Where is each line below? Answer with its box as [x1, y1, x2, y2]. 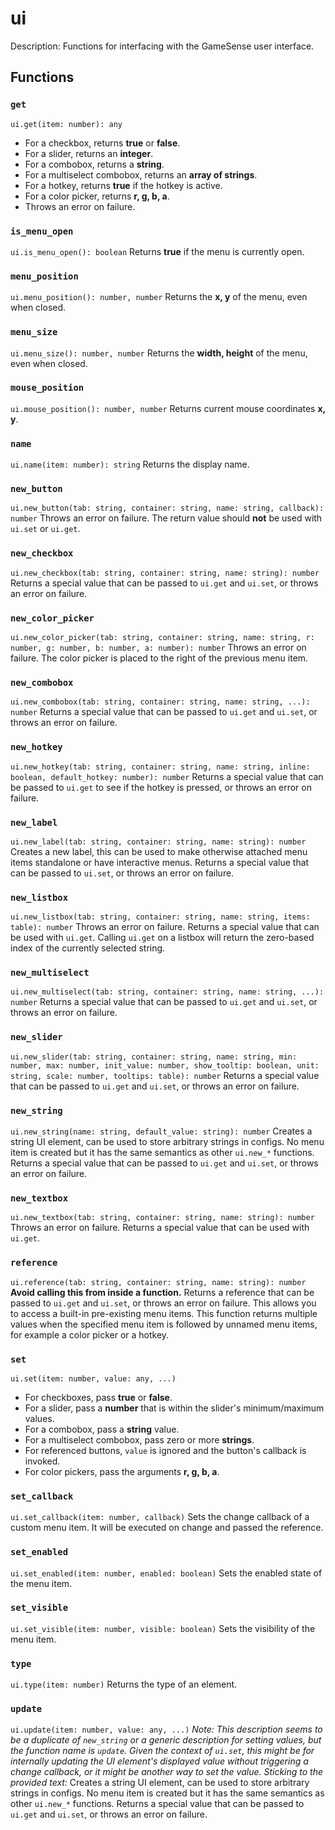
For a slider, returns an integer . [24, 147, 154, 159]
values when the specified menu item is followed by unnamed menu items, [10, 1318, 318, 1330]
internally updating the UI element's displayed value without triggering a [10, 1755, 309, 1767]
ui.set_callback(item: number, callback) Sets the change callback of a [10, 1511, 310, 1523]
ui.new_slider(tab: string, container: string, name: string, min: [10, 1052, 298, 1062]
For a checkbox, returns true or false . [24, 137, 181, 149]
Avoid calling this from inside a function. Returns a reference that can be [10, 1286, 315, 1298]
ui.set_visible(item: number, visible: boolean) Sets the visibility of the [10, 1622, 316, 1634]
